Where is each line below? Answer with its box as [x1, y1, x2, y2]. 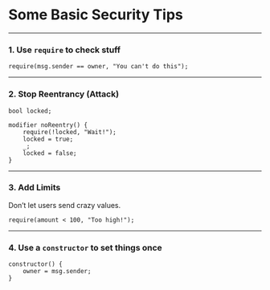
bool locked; [8, 107, 52, 115]
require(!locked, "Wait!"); [22, 128, 117, 136]
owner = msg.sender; [22, 268, 92, 276]
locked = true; [22, 135, 74, 143]
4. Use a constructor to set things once [8, 242, 162, 253]
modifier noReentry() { [8, 120, 88, 129]
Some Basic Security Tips [8, 6, 183, 24]
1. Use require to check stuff [8, 44, 121, 55]
